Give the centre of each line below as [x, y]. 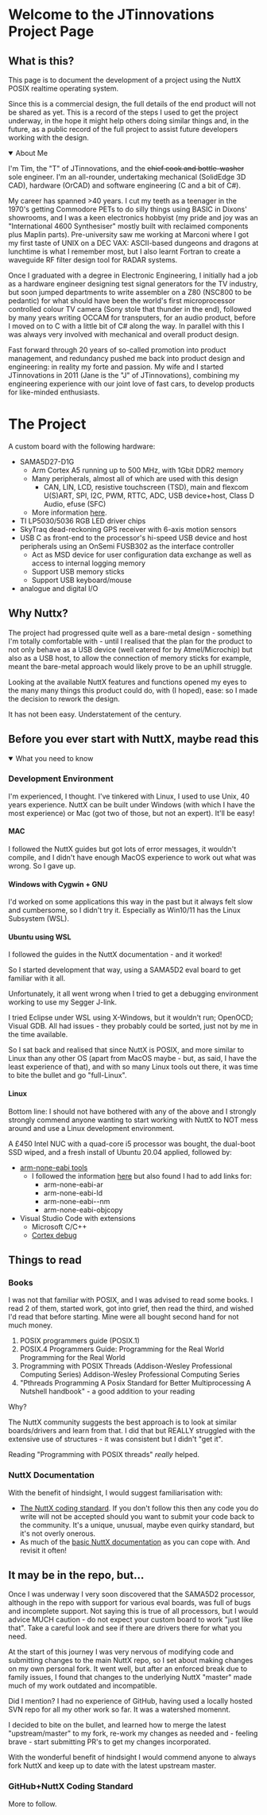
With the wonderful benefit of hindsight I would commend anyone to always [132, 1757]
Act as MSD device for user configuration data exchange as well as [141, 554]
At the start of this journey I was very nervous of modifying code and [121, 1652]
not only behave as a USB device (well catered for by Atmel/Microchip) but [130, 649]
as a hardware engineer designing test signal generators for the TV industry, [133, 284]
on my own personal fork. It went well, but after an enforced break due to [128, 1669]
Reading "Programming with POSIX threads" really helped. [104, 1455]
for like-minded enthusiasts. [54, 392]
